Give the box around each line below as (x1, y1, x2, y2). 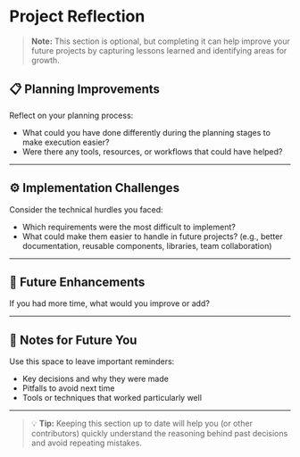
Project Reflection (9, 6, 146, 27)
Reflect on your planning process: (9, 110, 134, 120)
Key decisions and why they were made (21, 373, 170, 385)
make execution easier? (21, 137, 110, 147)
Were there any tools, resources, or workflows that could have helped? (21, 145, 283, 157)
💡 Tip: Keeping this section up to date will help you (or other (30, 418, 253, 429)
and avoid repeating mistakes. (30, 437, 143, 448)
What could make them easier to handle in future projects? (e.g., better (21, 230, 283, 242)
